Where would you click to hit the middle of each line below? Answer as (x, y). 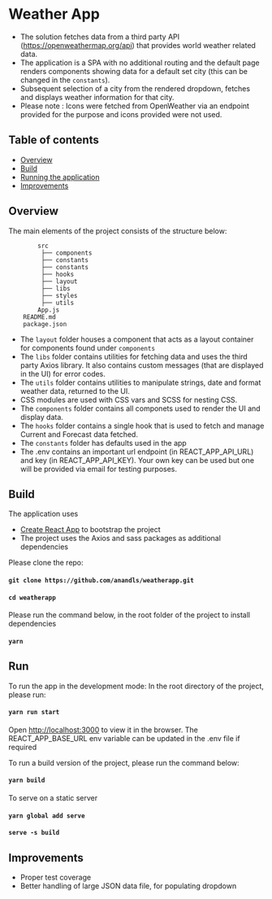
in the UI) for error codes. (63, 373)
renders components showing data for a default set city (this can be (134, 71)
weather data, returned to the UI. (75, 391)
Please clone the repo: (46, 563)
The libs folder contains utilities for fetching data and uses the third (134, 356)
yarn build (27, 781)
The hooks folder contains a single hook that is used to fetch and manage (142, 425)
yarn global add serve (47, 816)
